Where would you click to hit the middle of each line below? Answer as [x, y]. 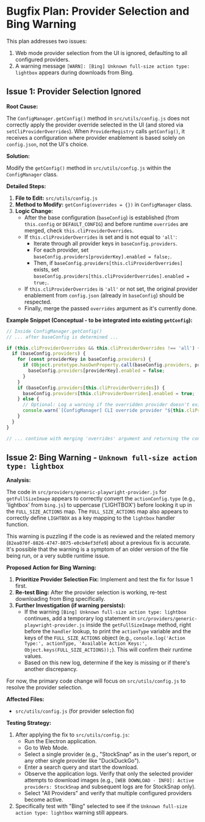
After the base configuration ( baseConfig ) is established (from [102, 217]
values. [33, 656]
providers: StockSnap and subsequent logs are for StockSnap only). [110, 787]
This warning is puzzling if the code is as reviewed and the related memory [101, 536]
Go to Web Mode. [46, 748]
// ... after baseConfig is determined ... [63, 337]
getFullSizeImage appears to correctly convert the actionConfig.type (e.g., [101, 498]
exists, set [46, 269]
